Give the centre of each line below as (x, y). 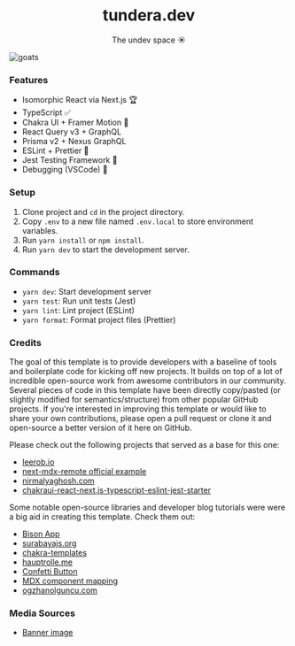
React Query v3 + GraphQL (72, 132)
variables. (40, 230)
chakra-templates (54, 553)
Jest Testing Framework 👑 (70, 160)
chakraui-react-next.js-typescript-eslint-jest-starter (116, 490)
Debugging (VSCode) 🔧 (65, 170)
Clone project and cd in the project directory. (103, 211)
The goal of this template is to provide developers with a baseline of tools (143, 362)
